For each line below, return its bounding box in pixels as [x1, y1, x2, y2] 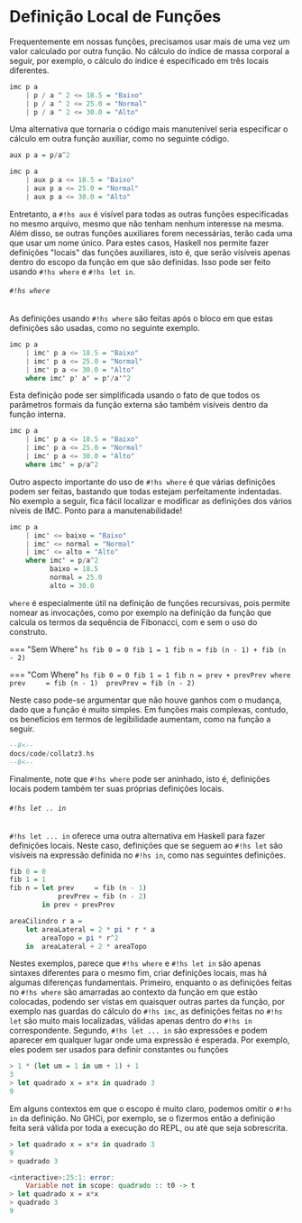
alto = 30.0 [49, 581, 95, 590]
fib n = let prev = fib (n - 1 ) [9, 884, 147, 893]
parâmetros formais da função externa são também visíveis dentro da [9, 400, 269, 410]
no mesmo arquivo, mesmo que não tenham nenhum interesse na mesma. [9, 218, 285, 229]
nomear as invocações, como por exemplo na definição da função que [9, 607, 272, 618]
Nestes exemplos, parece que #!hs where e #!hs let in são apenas [9, 958, 261, 969]
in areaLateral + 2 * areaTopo [25, 942, 147, 951]
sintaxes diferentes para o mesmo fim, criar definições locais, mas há [9, 968, 268, 979]
